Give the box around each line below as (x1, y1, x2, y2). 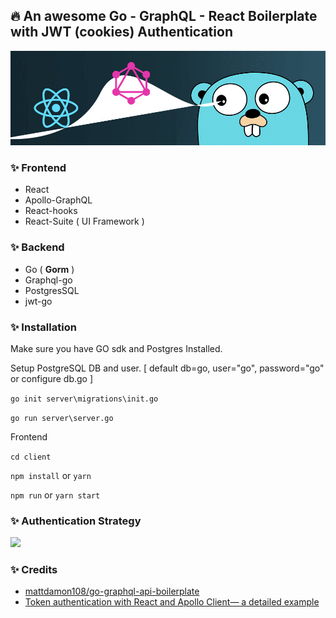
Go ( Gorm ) (24, 263, 75, 275)
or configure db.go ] (10, 372, 94, 384)
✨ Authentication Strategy (10, 514, 142, 528)
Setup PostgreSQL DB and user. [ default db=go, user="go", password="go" (10, 362, 325, 374)
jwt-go (24, 295, 53, 307)
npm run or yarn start (10, 489, 101, 501)
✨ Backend (10, 240, 65, 254)
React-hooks (24, 205, 78, 217)
